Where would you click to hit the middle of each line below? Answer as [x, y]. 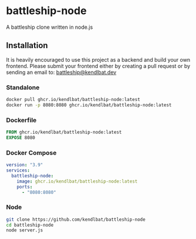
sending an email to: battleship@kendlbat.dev [61, 72]
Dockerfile [21, 120]
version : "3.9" [25, 165]
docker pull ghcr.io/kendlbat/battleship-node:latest [73, 100]
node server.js [25, 230]
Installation [27, 46]
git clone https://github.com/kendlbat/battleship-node [76, 219]
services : [18, 171]
